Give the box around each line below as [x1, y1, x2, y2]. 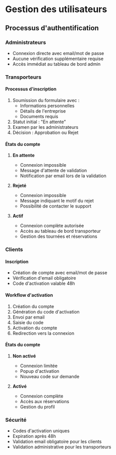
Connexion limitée [20, 363, 58, 369]
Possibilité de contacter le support [20, 203, 92, 209]
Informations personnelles [20, 103, 75, 109]
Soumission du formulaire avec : [12, 97, 80, 103]
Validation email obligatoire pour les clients [12, 438, 102, 445]
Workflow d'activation [5, 292, 53, 298]
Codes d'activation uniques [12, 428, 70, 434]
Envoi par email [12, 314, 45, 320]
